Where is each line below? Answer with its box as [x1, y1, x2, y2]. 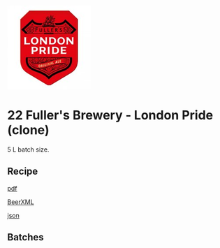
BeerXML [7, 198, 34, 206]
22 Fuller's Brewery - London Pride [7, 108, 214, 124]
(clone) [7, 122, 50, 138]
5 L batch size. [7, 145, 50, 154]
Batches [7, 231, 44, 243]
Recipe [7, 166, 38, 177]
